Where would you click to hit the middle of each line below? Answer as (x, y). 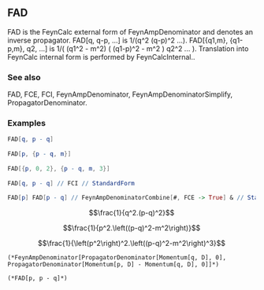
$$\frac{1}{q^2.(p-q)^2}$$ (132, 213)
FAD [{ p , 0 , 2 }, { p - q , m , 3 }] (59, 168)
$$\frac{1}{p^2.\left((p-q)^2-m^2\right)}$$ (132, 228)
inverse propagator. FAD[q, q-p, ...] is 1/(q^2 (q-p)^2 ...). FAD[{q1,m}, (118, 40)
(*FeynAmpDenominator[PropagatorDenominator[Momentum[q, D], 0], (117, 258)
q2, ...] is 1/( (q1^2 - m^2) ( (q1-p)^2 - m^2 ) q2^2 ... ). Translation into (138, 48)
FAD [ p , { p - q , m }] (39, 154)
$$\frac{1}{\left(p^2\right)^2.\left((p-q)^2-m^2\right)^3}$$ (132, 244)
